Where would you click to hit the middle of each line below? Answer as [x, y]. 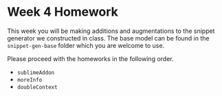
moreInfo [30, 80]
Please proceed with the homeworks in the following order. [90, 58]
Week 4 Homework [63, 12]
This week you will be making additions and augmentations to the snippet [111, 31]
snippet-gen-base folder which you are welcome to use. [86, 45]
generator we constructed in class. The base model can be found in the [108, 38]
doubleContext [37, 87]
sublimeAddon [36, 73]
